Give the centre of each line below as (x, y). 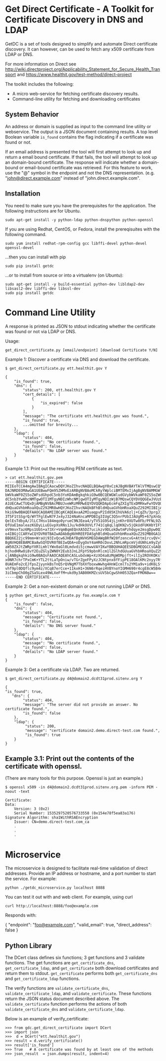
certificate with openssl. (44, 766)
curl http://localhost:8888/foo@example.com (52, 906)
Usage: (12, 341)
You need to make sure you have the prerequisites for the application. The (81, 205)
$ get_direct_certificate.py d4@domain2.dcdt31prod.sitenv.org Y (74, 678)
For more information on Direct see (41, 64)
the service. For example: (31, 879)
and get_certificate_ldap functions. (42, 979)
